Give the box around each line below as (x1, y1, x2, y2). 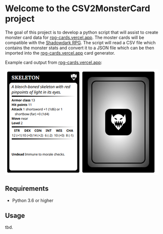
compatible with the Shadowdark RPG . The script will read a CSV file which (5, 39, 156, 45)
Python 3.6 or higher (12, 198, 54, 203)
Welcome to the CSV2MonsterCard (5, 3, 150, 14)
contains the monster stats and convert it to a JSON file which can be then (5, 45, 155, 51)
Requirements (5, 184, 49, 193)
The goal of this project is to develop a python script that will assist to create (5, 29, 159, 35)
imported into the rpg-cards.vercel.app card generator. (5, 50, 115, 56)
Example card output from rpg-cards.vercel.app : (5, 59, 102, 65)
